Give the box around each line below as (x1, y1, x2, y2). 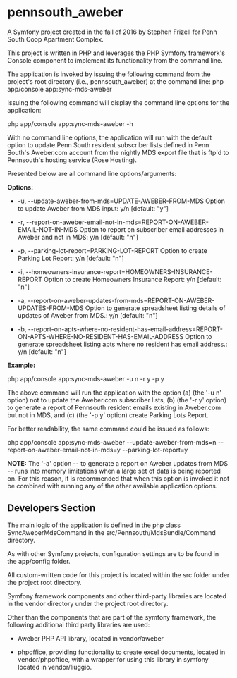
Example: (7, 361, 36, 369)
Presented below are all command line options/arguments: (7, 169, 177, 178)
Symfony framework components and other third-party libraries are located (7, 591, 227, 600)
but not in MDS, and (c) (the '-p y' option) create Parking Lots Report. (7, 410, 209, 419)
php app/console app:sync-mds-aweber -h (7, 119, 133, 128)
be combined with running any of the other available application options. (7, 481, 218, 490)
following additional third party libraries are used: (7, 620, 150, 629)
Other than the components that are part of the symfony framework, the (7, 612, 217, 621)
